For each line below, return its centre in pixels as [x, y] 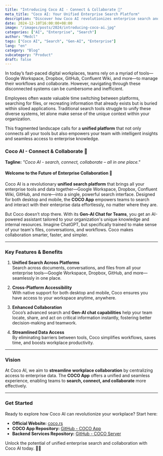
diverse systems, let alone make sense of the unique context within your [77, 114]
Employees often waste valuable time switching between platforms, [72, 98]
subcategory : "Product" [29, 55]
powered [14, 219]
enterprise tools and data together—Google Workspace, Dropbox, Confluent [81, 189]
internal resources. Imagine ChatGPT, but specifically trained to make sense [81, 224]
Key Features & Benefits [34, 252]
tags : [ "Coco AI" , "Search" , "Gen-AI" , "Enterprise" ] [61, 41]
